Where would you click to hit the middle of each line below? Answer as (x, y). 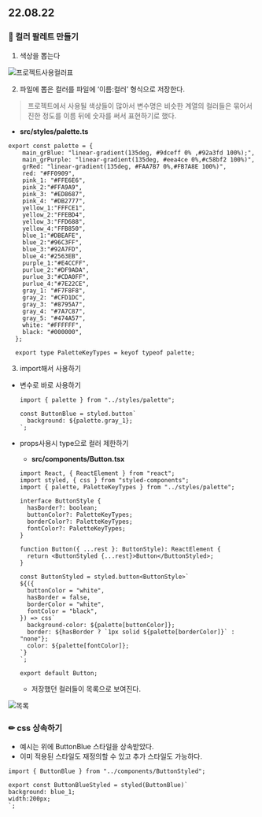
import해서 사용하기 (50, 368)
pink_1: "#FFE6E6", (54, 180)
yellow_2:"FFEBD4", (54, 215)
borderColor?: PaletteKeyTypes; (80, 522)
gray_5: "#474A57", (54, 318)
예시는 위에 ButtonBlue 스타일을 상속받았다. (87, 746)
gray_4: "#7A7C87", (54, 311)
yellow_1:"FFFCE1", (54, 208)
